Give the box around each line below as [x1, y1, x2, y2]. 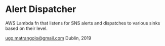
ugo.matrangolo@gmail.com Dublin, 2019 [5, 35, 92, 41]
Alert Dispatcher [5, 3, 76, 15]
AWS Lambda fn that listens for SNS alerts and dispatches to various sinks [5, 20, 160, 26]
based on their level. [5, 25, 48, 31]
